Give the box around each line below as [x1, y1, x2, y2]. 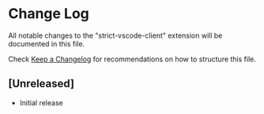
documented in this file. [8, 39, 85, 48]
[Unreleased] [8, 77, 75, 90]
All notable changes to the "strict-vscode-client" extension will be [8, 31, 223, 40]
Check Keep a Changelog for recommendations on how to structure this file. [8, 54, 257, 64]
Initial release [19, 97, 63, 107]
